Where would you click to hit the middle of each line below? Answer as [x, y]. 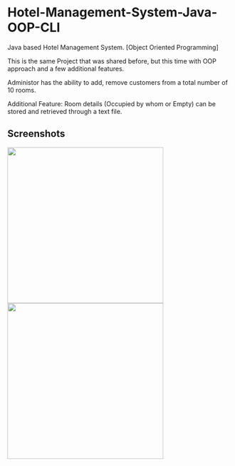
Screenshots [36, 134]
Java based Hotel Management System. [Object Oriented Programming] [113, 47]
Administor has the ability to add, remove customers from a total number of [117, 82]
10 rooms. [22, 90]
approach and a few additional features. [66, 68]
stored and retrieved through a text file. [65, 111]
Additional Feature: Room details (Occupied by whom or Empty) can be [111, 103]
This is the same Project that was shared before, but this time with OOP [112, 61]
